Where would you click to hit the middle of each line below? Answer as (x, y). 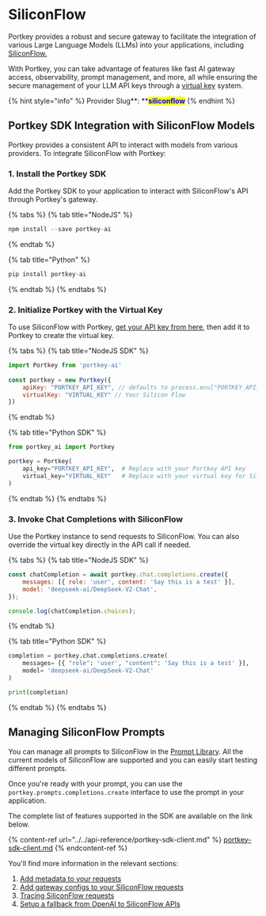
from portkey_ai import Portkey (61, 447)
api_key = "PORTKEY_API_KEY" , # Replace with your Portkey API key (134, 469)
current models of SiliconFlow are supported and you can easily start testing (133, 760)
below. (19, 824)
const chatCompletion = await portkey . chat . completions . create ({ (118, 575)
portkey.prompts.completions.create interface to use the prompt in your (126, 792)
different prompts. (38, 768)
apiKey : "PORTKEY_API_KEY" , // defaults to (95, 387)
